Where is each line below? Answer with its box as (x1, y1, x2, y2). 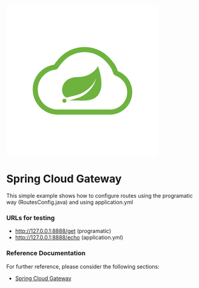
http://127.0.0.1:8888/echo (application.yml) (15, 234, 123, 241)
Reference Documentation (6, 249, 86, 258)
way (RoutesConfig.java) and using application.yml (6, 198, 133, 206)
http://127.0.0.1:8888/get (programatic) (15, 227, 112, 235)
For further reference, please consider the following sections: (6, 263, 160, 270)
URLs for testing (6, 213, 55, 222)
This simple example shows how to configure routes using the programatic (6, 192, 193, 199)
